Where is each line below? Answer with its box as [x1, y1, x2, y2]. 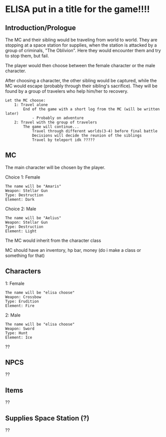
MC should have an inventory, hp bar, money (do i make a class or [5, 247, 141, 253]
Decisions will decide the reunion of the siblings [31, 133, 142, 138]
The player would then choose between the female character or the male [5, 63, 155, 68]
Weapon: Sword [5, 326, 35, 331]
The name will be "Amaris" [5, 184, 61, 189]
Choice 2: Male [5, 206, 36, 212]
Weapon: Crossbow [5, 295, 41, 300]
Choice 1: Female [5, 174, 40, 180]
